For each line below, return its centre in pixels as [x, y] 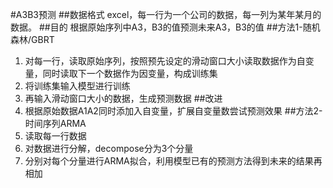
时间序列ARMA [55, 123]
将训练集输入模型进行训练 [77, 86]
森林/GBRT [32, 39]
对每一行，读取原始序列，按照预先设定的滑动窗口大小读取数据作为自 [165, 61]
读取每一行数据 [55, 136]
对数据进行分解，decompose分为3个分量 [109, 148]
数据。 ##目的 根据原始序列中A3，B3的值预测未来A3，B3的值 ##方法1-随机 [165, 27]
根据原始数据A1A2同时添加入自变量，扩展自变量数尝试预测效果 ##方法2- [173, 111]
